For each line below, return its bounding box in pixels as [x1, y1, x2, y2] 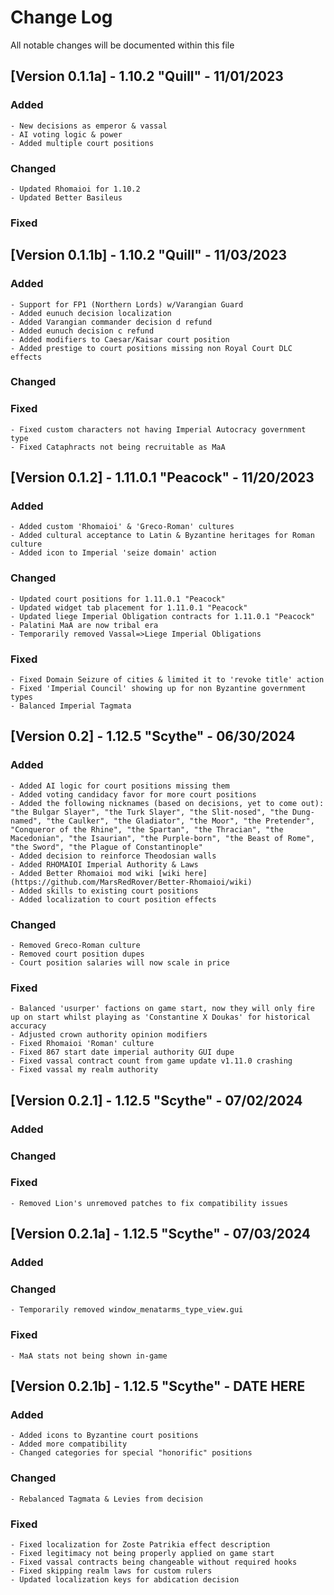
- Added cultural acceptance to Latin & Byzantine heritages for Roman [10, 531, 315, 541]
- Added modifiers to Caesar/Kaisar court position [10, 334, 230, 345]
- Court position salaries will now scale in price [10, 958, 230, 968]
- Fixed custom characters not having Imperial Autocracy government [10, 424, 307, 435]
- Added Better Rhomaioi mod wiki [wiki [10, 868, 182, 878]
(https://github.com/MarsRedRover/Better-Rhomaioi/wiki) [10, 877, 253, 887]
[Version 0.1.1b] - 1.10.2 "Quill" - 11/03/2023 [10, 247, 287, 264]
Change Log [10, 6, 113, 29]
